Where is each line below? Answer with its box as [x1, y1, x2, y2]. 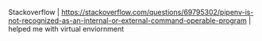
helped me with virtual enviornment [8, 24, 125, 33]
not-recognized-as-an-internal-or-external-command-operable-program [8, 16, 248, 25]
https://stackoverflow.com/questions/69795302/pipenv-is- [60, 8, 254, 17]
